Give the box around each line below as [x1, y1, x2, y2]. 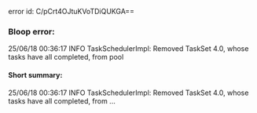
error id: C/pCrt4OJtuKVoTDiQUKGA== [8, 7, 135, 16]
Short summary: [8, 70, 63, 79]
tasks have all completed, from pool [8, 53, 124, 62]
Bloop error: [8, 26, 55, 37]
